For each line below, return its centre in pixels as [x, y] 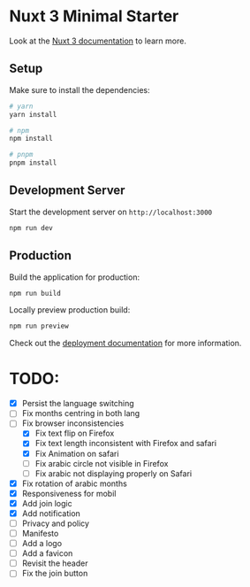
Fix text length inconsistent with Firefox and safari [126, 444]
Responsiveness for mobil [69, 493]
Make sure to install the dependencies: [80, 89]
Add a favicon [47, 553]
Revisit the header [55, 563]
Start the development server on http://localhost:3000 [111, 212]
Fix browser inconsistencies [73, 423]
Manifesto [40, 533]
